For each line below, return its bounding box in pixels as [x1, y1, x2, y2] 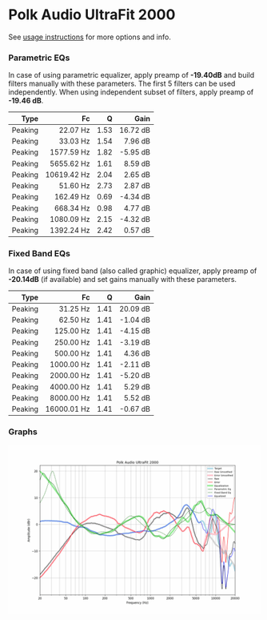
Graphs [8, 426, 38, 437]
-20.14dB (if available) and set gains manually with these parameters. [8, 275, 237, 284]
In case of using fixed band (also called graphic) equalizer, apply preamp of [8, 266, 257, 276]
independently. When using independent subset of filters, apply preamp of [8, 87, 254, 97]
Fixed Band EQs [8, 248, 70, 259]
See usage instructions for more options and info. [8, 32, 172, 42]
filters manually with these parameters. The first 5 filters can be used [8, 79, 236, 89]
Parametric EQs [8, 52, 70, 63]
